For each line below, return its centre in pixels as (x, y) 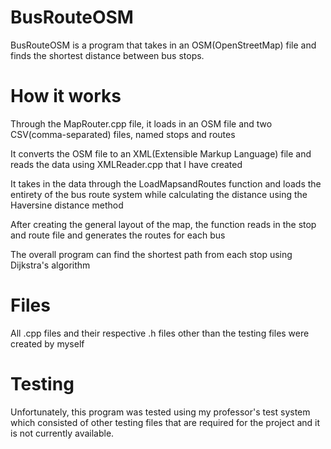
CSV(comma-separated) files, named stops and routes (123, 134)
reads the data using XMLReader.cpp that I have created (126, 164)
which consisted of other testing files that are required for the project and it (165, 422)
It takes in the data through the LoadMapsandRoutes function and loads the (166, 183)
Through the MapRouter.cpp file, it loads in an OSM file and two (141, 123)
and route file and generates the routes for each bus (118, 235)
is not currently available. (62, 433)
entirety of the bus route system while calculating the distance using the (159, 194)
